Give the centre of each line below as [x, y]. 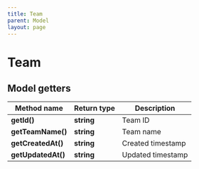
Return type [95, 109]
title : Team [25, 14]
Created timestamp [154, 143]
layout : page [27, 27]
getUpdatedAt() [38, 155]
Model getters [39, 88]
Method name [39, 109]
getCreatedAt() [37, 143]
